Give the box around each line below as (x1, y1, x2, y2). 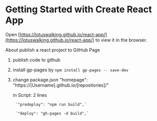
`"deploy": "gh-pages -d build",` (15, 111, 89, 116)
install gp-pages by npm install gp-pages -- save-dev (12, 67, 129, 73)
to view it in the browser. (95, 37, 147, 43)
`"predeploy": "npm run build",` (15, 102, 87, 107)
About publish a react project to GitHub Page (5, 47, 100, 53)
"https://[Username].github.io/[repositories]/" (12, 82, 109, 88)
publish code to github (12, 56, 61, 63)
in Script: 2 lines (12, 92, 47, 98)
